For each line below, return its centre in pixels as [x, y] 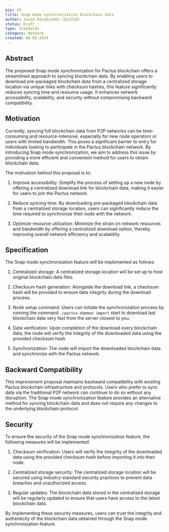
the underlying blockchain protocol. [42, 408]
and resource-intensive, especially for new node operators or [93, 136]
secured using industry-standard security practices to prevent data [82, 478]
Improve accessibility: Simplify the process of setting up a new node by [87, 183]
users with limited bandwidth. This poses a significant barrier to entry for [81, 141]
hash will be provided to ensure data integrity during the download [82, 292]
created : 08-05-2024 [27, 38]
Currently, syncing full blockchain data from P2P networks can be [74, 131]
